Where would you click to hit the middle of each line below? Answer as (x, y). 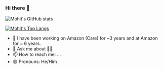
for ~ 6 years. (27, 43)
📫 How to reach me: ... (37, 54)
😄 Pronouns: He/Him (35, 61)
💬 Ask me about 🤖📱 (33, 49)
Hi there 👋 (18, 8)
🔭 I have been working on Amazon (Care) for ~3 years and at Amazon (85, 38)
